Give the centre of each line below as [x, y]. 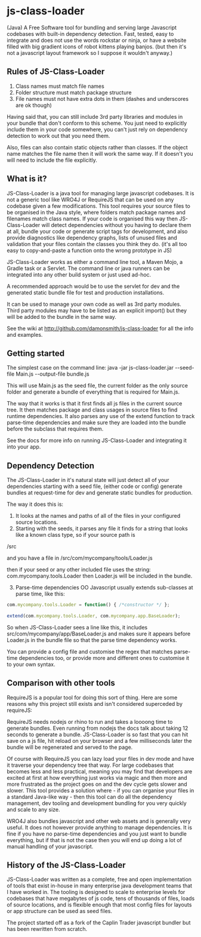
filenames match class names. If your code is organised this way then [92, 219]
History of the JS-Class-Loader [66, 865]
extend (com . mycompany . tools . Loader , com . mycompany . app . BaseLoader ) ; [94, 616]
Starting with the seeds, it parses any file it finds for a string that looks [102, 529]
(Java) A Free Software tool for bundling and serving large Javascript [92, 27]
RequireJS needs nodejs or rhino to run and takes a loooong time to [90, 721]
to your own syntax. [31, 664]
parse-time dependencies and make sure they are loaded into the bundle [97, 423]
